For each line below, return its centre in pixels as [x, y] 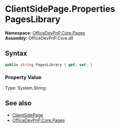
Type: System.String [26, 88]
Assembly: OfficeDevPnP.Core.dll [39, 38]
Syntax [16, 53]
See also [18, 103]
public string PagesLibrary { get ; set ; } [49, 64]
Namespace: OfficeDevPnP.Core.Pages [45, 33]
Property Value [23, 77]
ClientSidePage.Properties [60, 9]
